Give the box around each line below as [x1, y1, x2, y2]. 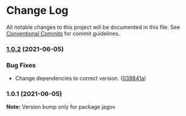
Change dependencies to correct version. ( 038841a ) [15, 75, 147, 82]
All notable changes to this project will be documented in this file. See [6, 23, 181, 31]
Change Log [6, 4, 68, 17]
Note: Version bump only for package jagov [6, 103, 116, 111]
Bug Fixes [6, 61, 36, 69]
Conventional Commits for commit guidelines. [6, 29, 120, 37]
